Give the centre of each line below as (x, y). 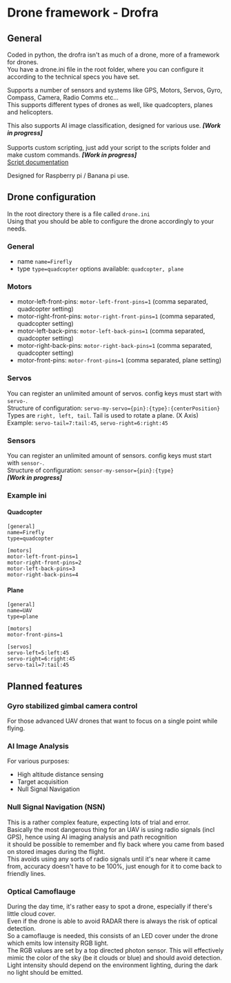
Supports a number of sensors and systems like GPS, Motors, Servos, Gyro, (115, 90)
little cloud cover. (32, 913)
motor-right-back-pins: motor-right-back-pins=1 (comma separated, (114, 346)
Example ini (27, 495)
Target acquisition (43, 782)
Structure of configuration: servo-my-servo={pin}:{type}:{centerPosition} (114, 408)
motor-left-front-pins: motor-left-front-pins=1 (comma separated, (112, 302)
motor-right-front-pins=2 (44, 563)
